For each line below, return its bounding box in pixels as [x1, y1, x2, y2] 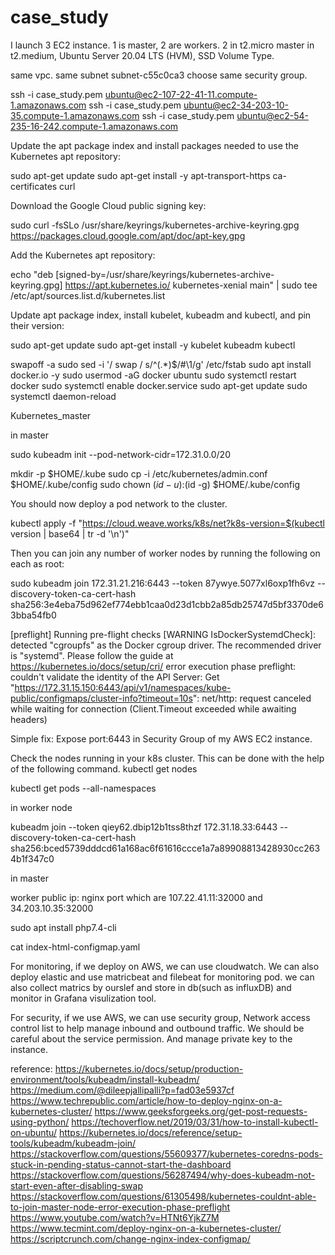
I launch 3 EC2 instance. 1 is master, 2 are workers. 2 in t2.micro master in [10, 39, 315, 51]
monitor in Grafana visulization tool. [10, 992, 157, 1004]
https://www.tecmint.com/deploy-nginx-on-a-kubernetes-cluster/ [10, 1222, 282, 1234]
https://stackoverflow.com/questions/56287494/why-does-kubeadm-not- [10, 1169, 316, 1181]
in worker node [10, 801, 73, 813]
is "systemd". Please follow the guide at [10, 649, 174, 661]
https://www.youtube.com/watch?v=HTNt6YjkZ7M [10, 1211, 220, 1223]
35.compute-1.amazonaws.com [10, 109, 140, 121]
